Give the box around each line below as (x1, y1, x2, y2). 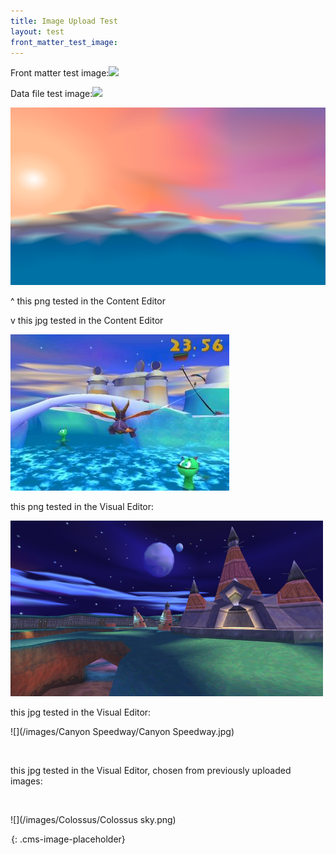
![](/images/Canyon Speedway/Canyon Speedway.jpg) (10, 725, 235, 737)
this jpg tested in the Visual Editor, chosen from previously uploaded (10, 764, 292, 776)
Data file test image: (10, 88, 93, 100)
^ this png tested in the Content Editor (10, 295, 166, 307)
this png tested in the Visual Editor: (10, 500, 155, 512)
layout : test (10, 26, 65, 37)
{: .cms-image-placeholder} (11, 833, 126, 845)
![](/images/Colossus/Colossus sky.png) (10, 813, 177, 825)
